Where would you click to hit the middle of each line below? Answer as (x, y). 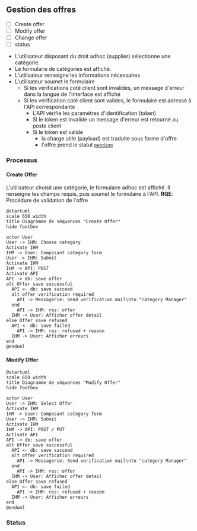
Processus (22, 160)
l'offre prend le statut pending (77, 145)
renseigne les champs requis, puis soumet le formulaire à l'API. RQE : (90, 194)
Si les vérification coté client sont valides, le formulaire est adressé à (107, 101)
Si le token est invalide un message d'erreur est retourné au (105, 120)
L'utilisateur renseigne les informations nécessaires (77, 75)
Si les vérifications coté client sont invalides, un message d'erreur (104, 88)
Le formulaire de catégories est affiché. (63, 69)
